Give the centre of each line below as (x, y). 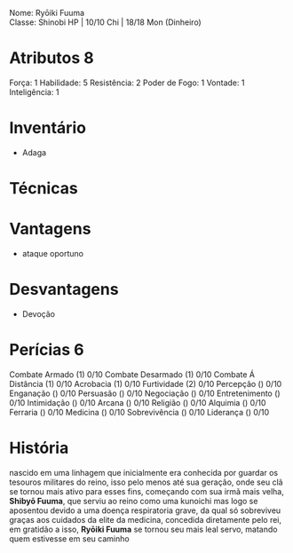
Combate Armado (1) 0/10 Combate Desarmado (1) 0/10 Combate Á (132, 374)
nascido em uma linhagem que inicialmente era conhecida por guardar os (144, 472)
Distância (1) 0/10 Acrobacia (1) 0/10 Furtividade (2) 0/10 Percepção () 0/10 (146, 383)
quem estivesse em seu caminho (70, 538)
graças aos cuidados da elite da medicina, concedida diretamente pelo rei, (146, 519)
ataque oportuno (53, 253)
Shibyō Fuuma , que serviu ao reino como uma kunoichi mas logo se (134, 501)
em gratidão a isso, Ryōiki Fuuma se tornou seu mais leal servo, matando (143, 529)
